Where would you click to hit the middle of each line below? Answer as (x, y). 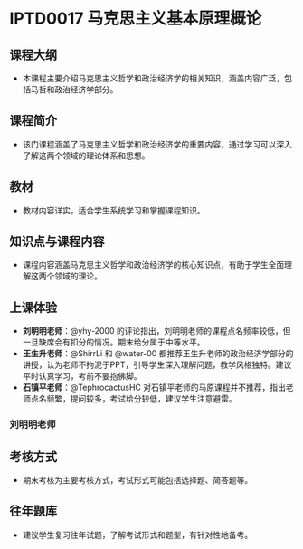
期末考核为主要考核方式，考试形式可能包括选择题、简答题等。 (137, 479)
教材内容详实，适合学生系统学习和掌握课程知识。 (114, 210)
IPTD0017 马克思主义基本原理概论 (136, 19)
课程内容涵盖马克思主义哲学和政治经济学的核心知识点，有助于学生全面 (153, 265)
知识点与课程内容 (57, 242)
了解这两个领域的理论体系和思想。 (86, 156)
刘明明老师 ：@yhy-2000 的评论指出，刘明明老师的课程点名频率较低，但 (156, 331)
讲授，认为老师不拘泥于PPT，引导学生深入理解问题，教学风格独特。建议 (157, 365)
